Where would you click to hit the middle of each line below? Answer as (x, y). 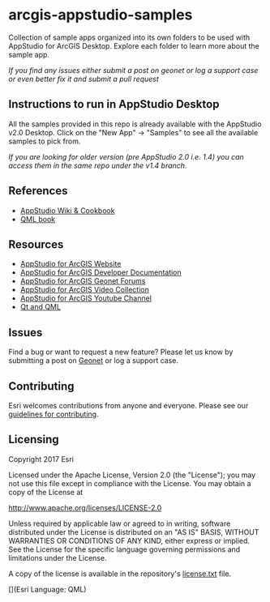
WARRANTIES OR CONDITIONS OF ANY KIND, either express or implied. (129, 540)
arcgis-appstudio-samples (101, 15)
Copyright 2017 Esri (41, 459)
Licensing (34, 440)
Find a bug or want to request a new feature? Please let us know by (121, 352)
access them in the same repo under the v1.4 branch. (98, 165)
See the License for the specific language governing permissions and (124, 549)
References (38, 191)
